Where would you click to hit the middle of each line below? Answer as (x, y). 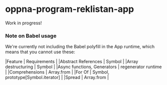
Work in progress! (23, 23)
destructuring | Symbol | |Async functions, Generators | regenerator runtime (83, 67)
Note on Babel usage (31, 36)
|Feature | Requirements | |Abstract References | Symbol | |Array (72, 62)
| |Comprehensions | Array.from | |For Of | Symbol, (57, 72)
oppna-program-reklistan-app (69, 9)
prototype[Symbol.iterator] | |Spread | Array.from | (57, 78)
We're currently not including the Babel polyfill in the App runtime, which (80, 47)
